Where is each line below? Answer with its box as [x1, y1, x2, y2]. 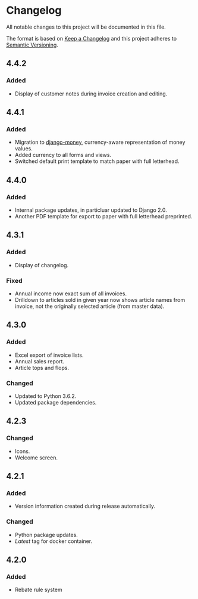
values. [14, 145, 33, 152]
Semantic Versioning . [6, 41, 58, 48]
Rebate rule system [14, 586, 62, 594]
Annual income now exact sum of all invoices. [14, 290, 127, 297]
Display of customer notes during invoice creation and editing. [14, 90, 168, 97]
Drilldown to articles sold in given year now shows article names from [14, 296, 186, 303]
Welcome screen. [14, 454, 58, 461]
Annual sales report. [14, 357, 64, 365]
